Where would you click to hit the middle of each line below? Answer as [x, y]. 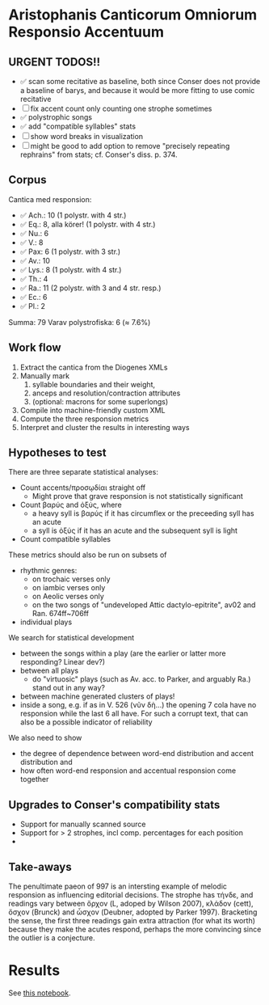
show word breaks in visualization [87, 136]
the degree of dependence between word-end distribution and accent [137, 754]
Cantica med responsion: [50, 199]
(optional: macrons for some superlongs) [100, 401]
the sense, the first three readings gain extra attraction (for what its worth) [132, 921]
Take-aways [40, 867]
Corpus [27, 180]
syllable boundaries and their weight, [94, 384]
